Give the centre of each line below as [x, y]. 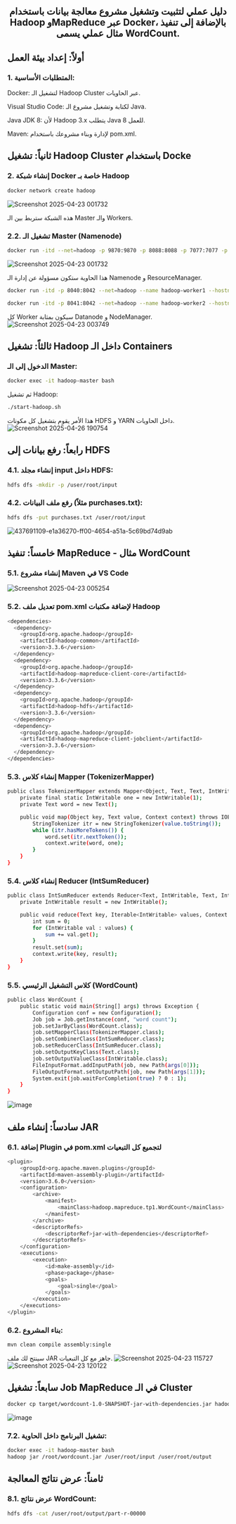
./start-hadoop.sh [34, 408]
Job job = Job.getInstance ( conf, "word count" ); [105, 1019]
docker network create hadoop [52, 190]
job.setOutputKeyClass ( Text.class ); [86, 1052]
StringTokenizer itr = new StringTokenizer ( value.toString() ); [127, 824]
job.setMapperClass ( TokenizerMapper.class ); [99, 1033]
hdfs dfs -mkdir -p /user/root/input [63, 485]
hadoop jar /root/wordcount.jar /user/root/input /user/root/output [110, 1456]
